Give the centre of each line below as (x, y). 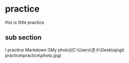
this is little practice (25, 22)
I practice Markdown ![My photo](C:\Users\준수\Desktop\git (65, 50)
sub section (23, 38)
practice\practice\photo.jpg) (33, 55)
